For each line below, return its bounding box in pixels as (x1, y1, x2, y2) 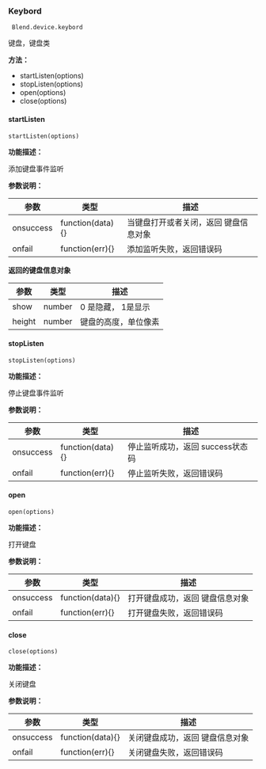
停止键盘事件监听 (8, 388, 64, 398)
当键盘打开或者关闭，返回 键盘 (126, 216, 241, 227)
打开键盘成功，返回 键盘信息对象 (127, 592, 249, 603)
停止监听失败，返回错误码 (127, 467, 223, 478)
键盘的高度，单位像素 (80, 316, 160, 327)
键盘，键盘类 (8, 38, 50, 48)
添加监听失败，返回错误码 (126, 243, 222, 254)
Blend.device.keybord (11, 24, 83, 32)
